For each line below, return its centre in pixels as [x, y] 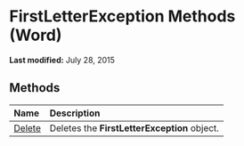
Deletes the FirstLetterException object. [134, 128]
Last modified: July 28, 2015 [62, 60]
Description [75, 113]
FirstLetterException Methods [122, 16]
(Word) [36, 35]
